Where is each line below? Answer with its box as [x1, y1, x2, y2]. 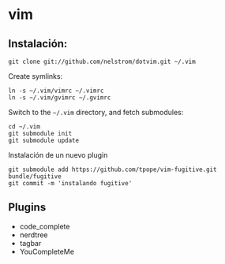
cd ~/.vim [8, 123, 41, 131]
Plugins [8, 201, 47, 214]
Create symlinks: [8, 72, 63, 80]
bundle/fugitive [8, 173, 62, 180]
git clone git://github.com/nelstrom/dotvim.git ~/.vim [8, 58, 196, 65]
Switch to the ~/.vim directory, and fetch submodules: [8, 108, 184, 117]
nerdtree [19, 230, 48, 240]
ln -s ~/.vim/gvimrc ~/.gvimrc [8, 94, 111, 102]
